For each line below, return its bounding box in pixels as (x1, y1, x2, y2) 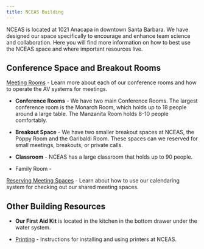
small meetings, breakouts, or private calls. (15, 142, 123, 149)
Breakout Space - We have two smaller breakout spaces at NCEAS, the (15, 129, 195, 136)
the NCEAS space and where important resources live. (6, 45, 143, 52)
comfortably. (15, 117, 47, 124)
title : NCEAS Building (6, 9, 64, 15)
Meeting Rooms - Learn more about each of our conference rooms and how (6, 79, 197, 86)
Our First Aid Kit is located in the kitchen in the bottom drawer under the (15, 217, 198, 225)
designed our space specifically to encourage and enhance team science (6, 32, 191, 40)
